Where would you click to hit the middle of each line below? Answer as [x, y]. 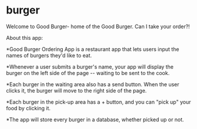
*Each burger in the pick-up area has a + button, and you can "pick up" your [98, 102]
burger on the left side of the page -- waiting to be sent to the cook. [88, 73]
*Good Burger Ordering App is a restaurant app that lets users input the [93, 49]
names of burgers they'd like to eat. [49, 55]
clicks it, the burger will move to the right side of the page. [77, 90]
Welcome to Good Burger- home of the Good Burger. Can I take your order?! [98, 26]
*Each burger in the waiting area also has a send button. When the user [93, 84]
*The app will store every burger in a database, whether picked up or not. [95, 119]
